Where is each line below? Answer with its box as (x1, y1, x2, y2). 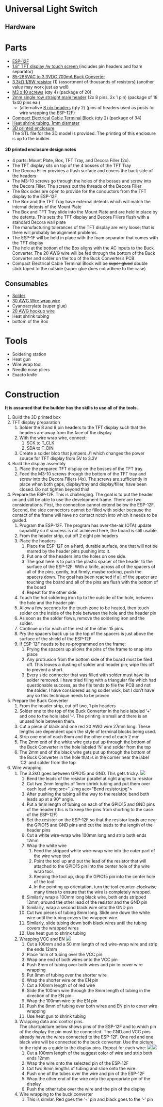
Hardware (5, 23, 35, 31)
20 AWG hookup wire (12, 308, 55, 314)
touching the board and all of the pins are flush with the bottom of (26, 579, 158, 585)
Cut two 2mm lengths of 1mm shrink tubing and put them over (26, 781, 150, 787)
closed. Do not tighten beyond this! (19, 487, 90, 492)
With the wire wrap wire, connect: (19, 435, 87, 441)
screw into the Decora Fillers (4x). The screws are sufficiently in (19, 476, 147, 482)
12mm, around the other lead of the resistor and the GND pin (26, 899, 147, 905)
